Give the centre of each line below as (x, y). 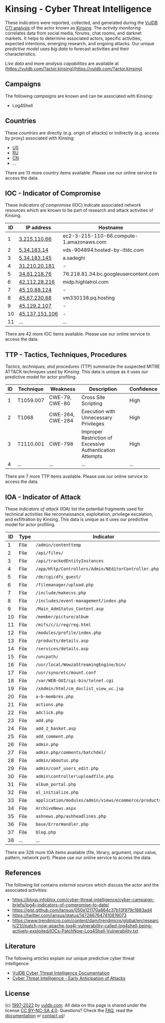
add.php (44, 720)
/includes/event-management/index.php (81, 601)
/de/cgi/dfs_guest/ (58, 577)
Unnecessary (97, 417)
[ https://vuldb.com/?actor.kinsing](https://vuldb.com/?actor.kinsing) (74, 69)
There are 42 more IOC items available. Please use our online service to (78, 334)
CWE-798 (61, 444)
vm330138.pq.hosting (89, 298)
